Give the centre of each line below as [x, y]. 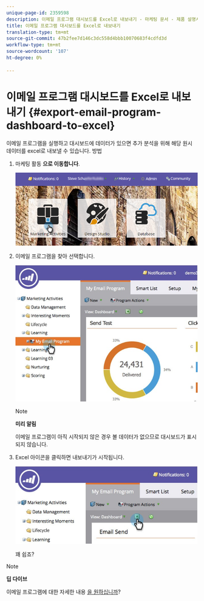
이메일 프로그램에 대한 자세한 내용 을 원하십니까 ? [64, 592]
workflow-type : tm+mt [34, 45]
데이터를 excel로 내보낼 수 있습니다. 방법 [54, 151]
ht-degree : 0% [24, 58]
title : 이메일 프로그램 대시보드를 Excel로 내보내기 [63, 26]
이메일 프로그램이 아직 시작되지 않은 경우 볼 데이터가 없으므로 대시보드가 [100, 437]
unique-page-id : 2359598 [38, 13]
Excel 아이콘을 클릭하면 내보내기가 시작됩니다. [70, 457]
